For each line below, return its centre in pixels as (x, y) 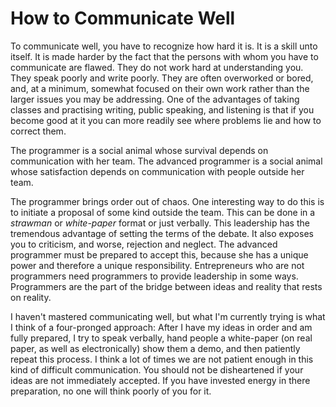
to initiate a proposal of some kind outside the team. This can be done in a (163, 212)
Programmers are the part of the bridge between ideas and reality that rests (166, 286)
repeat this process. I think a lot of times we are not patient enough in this (162, 359)
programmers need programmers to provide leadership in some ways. (154, 276)
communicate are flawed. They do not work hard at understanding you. (157, 67)
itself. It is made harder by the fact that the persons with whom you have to (164, 56)
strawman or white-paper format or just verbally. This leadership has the (160, 223)
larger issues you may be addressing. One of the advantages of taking (155, 99)
